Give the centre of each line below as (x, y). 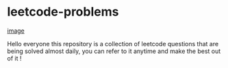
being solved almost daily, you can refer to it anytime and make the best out (114, 51)
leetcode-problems (63, 12)
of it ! (14, 58)
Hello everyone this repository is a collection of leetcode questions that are (113, 44)
